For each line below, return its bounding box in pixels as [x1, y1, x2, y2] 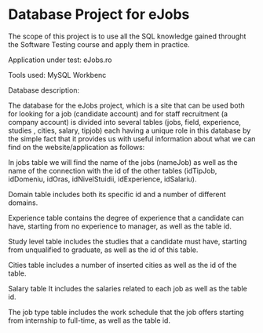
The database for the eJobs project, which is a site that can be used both [8, 101, 245, 110]
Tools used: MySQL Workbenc [8, 70, 107, 79]
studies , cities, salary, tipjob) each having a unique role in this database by [8, 126, 251, 135]
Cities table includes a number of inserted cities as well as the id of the [8, 260, 237, 269]
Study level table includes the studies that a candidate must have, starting [8, 236, 247, 246]
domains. [8, 198, 38, 207]
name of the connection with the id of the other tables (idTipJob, [8, 166, 217, 175]
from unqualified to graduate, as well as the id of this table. [8, 245, 199, 254]
